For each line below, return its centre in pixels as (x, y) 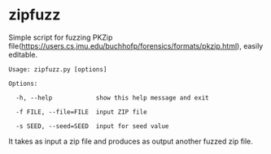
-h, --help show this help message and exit (112, 98)
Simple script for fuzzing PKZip (61, 37)
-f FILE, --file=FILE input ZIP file (82, 112)
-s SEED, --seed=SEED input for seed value (92, 126)
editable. (23, 54)
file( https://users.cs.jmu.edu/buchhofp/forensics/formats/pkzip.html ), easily (136, 45)
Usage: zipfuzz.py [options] (58, 69)
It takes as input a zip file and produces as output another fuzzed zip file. (131, 141)
